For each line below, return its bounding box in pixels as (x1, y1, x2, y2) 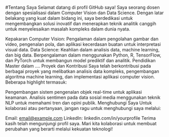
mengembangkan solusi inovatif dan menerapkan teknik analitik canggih (5, 20, 156, 26)
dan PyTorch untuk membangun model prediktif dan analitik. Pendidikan (5, 58, 156, 63)
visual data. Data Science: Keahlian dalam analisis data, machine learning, (5, 47, 160, 52)
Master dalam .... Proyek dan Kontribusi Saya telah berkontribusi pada (5, 63, 151, 69)
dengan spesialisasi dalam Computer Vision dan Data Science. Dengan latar (5, 10, 164, 16)
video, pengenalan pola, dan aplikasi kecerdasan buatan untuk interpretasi (5, 41, 161, 47)
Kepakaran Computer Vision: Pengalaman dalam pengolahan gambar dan (5, 36, 159, 42)
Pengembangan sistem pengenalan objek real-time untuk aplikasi (5, 89, 142, 95)
